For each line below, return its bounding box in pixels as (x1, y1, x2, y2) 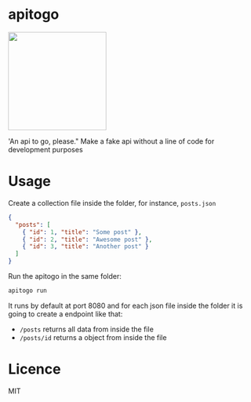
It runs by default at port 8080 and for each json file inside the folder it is (8, 301, 243, 310)
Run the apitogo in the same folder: (8, 272, 122, 280)
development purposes (8, 144, 84, 154)
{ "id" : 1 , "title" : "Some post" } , (22, 228, 143, 236)
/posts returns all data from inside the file (19, 324, 155, 334)
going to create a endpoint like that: (8, 309, 123, 319)
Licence (8, 360, 61, 378)
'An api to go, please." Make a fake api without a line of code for (8, 136, 215, 146)
